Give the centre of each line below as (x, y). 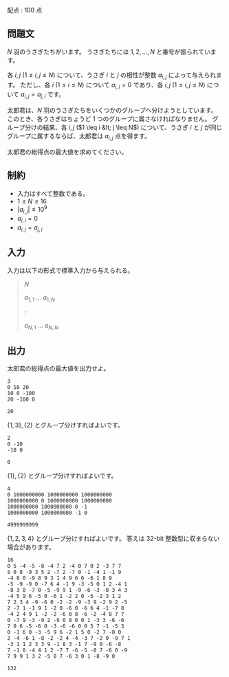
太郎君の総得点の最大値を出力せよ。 (58, 368)
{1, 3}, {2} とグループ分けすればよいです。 (65, 425)
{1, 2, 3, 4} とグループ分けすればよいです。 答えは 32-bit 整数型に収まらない (113, 539)
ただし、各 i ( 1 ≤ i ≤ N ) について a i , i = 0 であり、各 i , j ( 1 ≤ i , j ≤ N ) (113, 86)
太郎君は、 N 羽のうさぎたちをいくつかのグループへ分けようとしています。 (112, 110)
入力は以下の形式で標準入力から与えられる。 (70, 270)
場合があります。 (31, 547)
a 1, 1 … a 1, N (39, 298)
